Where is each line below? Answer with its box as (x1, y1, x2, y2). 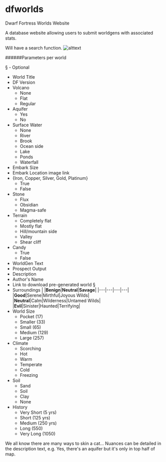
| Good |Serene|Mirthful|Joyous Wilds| (12, 292, 90, 298)
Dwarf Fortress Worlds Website (5, 20, 70, 26)
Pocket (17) (19, 313, 43, 319)
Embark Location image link (12, 169, 70, 176)
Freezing (19, 372, 38, 378)
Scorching (19, 345, 41, 351)
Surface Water (12, 122, 42, 128)
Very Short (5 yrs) (19, 409, 57, 415)
